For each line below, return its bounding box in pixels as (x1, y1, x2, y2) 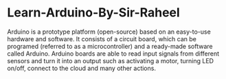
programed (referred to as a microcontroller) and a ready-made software (7, 42, 213, 50)
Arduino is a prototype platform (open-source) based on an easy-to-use (7, 27, 211, 36)
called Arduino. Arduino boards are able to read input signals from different (7, 49, 220, 58)
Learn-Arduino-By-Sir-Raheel (7, 5, 180, 21)
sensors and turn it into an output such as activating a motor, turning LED (7, 56, 214, 65)
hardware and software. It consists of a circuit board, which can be (7, 34, 197, 43)
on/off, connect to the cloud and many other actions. (7, 64, 157, 72)
